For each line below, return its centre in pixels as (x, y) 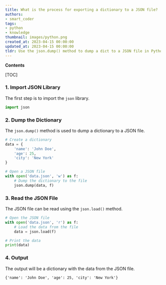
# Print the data (23, 241)
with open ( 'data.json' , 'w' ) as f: (42, 176)
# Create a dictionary (28, 140)
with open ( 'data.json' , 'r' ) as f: (42, 222)
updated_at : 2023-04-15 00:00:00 (40, 46)
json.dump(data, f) (34, 185)
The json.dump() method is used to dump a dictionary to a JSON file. (75, 130)
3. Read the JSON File (32, 198)
